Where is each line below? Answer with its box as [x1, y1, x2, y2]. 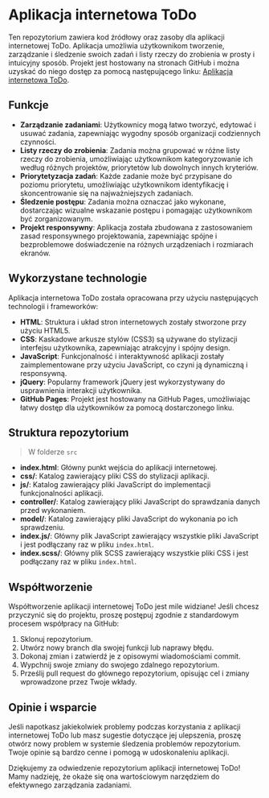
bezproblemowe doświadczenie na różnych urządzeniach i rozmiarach [19, 239, 255, 249]
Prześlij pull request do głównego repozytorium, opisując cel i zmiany [19, 668, 250, 678]
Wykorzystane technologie [8, 271, 148, 285]
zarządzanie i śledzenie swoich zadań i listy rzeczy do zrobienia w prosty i [8, 49, 255, 59]
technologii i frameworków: [8, 301, 99, 311]
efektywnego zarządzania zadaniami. [8, 780, 132, 790]
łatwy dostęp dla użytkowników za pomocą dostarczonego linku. [19, 403, 234, 412]
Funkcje [8, 98, 50, 112]
